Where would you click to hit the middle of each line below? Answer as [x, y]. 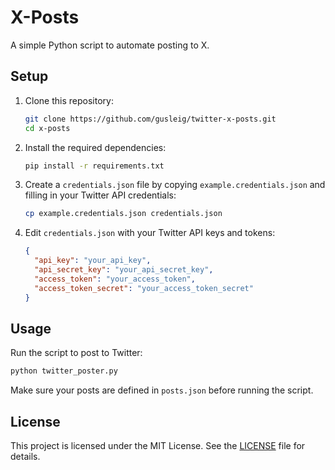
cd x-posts [47, 128]
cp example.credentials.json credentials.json [123, 214]
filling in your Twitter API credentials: [100, 195]
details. [25, 456]
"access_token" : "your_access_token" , [115, 279]
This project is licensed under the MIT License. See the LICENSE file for [158, 445]
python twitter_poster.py [64, 371]
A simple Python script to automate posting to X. [110, 45]
